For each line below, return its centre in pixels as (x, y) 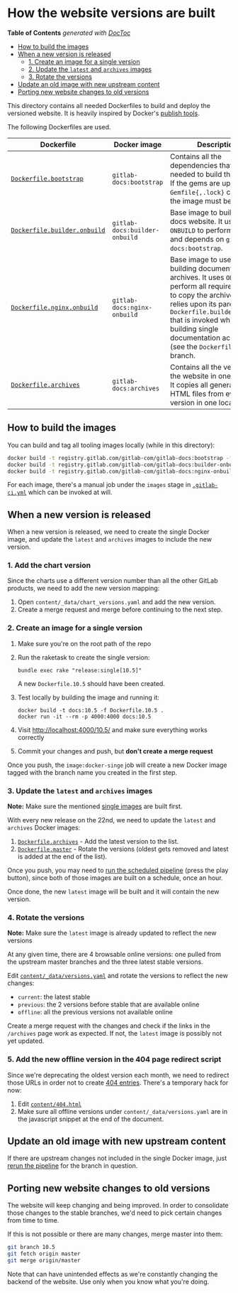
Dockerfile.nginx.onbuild (55, 307)
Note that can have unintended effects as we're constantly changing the (113, 1274)
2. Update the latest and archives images (90, 69)
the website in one (200, 376)
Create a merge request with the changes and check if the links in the (109, 1026)
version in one (193, 402)
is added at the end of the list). (62, 857)
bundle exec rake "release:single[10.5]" (79, 670)
